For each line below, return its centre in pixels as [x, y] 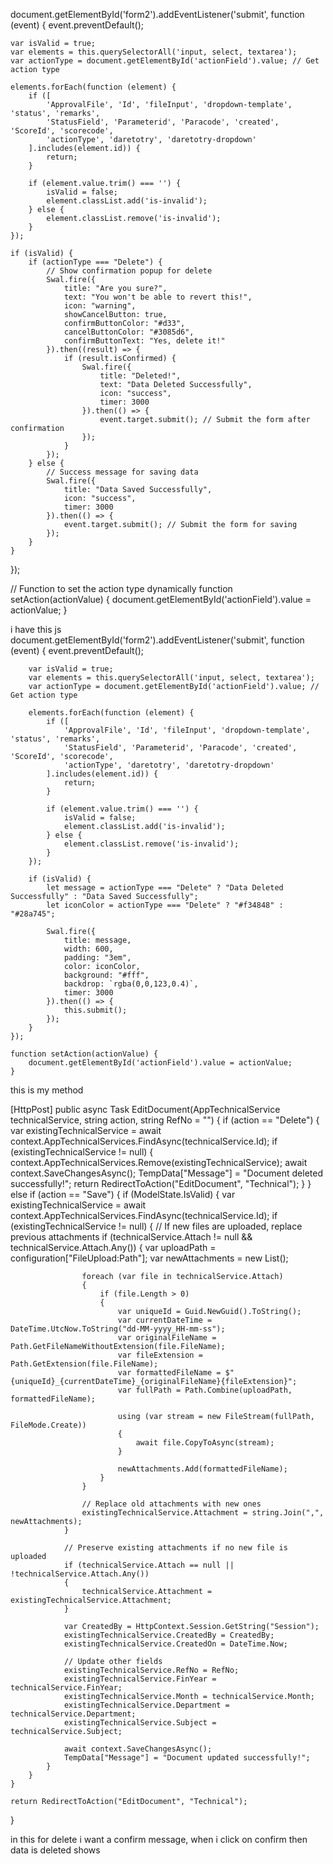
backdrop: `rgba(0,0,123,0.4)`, [131, 984]
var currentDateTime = [165, 1320]
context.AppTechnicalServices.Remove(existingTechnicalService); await [159, 1162]
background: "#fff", [106, 975]
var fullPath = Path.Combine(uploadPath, [205, 1390]
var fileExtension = [160, 1355]
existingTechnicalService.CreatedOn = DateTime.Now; [175, 1644]
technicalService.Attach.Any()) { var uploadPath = [113, 1247]
